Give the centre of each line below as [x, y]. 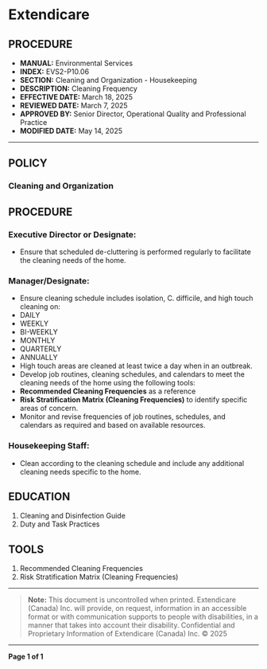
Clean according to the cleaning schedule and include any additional [132, 463]
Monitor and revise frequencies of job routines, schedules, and [122, 417]
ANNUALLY [39, 358]
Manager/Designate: [49, 280]
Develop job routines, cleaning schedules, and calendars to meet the [132, 374]
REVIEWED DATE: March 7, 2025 [74, 106]
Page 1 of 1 [26, 657]
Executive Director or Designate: [72, 234]
